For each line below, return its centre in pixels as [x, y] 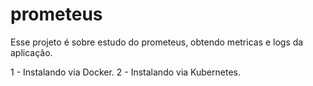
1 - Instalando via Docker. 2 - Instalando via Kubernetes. [125, 72]
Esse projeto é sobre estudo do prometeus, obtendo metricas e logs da [157, 42]
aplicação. [31, 52]
